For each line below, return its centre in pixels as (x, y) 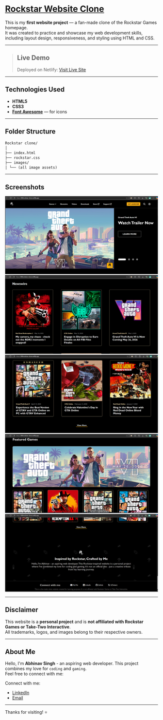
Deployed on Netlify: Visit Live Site (51, 70)
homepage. (16, 27)
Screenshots (25, 187)
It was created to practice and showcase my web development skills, (74, 33)
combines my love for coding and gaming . (46, 669)
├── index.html (20, 153)
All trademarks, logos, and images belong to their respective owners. (74, 632)
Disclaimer (22, 610)
